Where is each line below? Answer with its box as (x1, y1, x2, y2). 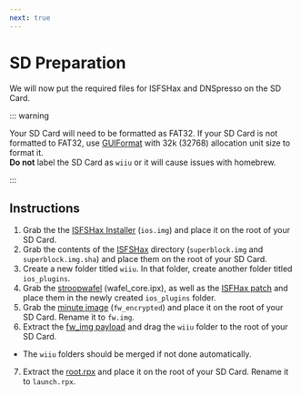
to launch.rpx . (22, 376, 76, 387)
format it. (9, 147, 44, 157)
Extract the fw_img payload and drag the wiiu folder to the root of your (22, 321, 288, 332)
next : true (9, 13, 51, 23)
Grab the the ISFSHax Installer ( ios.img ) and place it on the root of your (22, 225, 291, 236)
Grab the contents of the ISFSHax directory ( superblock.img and (22, 244, 264, 255)
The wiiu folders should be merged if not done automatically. (22, 349, 252, 360)
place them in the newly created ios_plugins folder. (22, 292, 216, 303)
